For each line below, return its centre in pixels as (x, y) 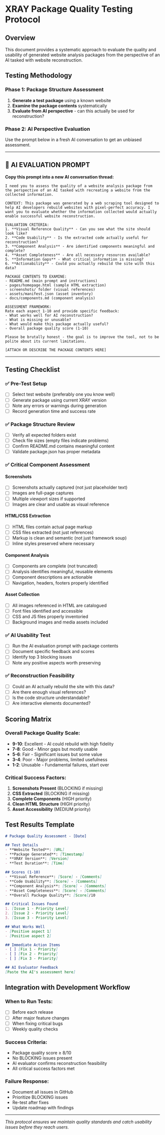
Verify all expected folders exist (44, 435)
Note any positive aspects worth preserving (56, 662)
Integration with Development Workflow (68, 988)
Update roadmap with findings (43, 1108)
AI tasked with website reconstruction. (44, 60)
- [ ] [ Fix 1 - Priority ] (31, 950)
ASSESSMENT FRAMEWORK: (28, 307)
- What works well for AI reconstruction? (49, 315)
